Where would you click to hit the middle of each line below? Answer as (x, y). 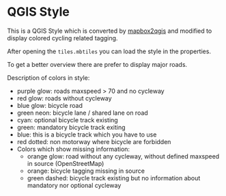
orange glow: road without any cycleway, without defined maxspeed (123, 156)
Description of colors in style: (48, 78)
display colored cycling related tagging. (62, 38)
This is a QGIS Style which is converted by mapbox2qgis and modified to (110, 31)
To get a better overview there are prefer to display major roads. (97, 64)
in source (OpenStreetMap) (66, 163)
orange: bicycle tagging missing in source (86, 171)
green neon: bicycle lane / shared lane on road (82, 113)
